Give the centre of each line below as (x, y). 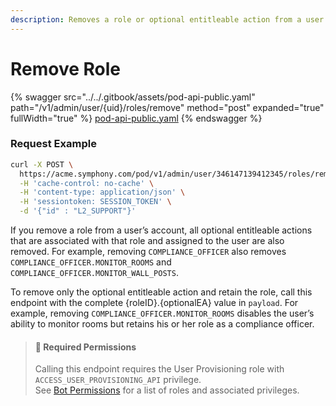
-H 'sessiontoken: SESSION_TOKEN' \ (95, 202)
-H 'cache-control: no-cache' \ (87, 183)
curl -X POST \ (42, 164)
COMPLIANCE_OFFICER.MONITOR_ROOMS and (91, 262)
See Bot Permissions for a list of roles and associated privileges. (167, 390)
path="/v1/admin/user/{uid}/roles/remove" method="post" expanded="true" (167, 107)
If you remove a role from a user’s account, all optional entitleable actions (161, 230)
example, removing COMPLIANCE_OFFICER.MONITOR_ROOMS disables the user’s (162, 313)
